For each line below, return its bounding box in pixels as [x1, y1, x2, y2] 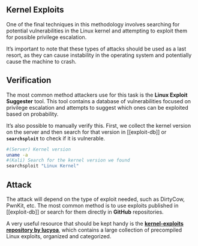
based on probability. [6, 110, 59, 118]
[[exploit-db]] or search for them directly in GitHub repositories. [6, 208, 164, 215]
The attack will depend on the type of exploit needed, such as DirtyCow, [6, 195, 185, 203]
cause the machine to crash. [6, 58, 77, 65]
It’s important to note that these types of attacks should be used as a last [6, 45, 187, 52]
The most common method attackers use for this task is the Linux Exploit [6, 91, 188, 98]
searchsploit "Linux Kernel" [6, 163, 79, 169]
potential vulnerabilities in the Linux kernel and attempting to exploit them [6, 27, 188, 34]
